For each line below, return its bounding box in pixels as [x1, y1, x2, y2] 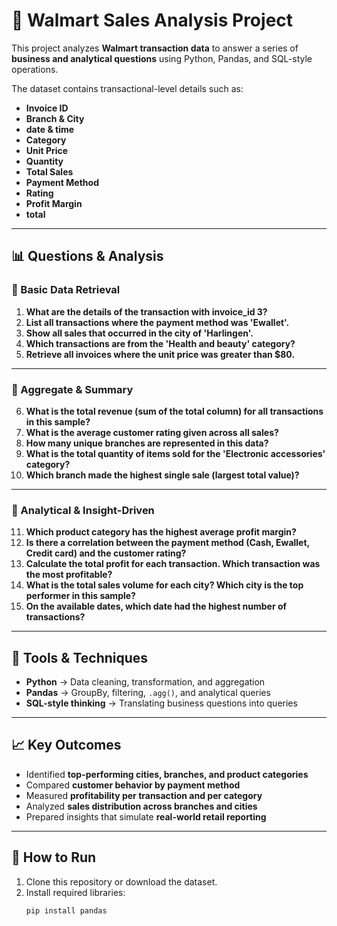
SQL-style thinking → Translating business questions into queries [25, 697, 298, 709]
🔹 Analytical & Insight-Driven [11, 503, 155, 517]
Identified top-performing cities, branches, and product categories [25, 768, 309, 780]
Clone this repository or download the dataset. [25, 875, 218, 888]
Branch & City [25, 112, 85, 124]
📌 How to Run [11, 849, 97, 866]
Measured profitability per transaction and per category [25, 789, 263, 801]
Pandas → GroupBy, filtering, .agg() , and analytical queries [25, 687, 271, 699]
